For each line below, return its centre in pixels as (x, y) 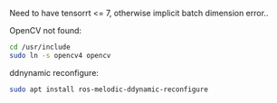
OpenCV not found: (46, 30)
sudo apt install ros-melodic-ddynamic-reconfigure (109, 89)
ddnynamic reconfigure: (54, 72)
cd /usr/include (40, 47)
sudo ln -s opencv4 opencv (60, 55)
